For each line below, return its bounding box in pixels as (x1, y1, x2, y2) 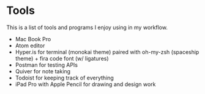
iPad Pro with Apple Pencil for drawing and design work (15, 80, 156, 88)
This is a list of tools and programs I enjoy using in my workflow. (6, 24, 168, 31)
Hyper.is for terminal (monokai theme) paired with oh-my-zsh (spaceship (15, 48, 199, 55)
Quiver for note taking (15, 67, 71, 75)
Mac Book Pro (15, 35, 51, 42)
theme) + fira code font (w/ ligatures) (15, 55, 109, 62)
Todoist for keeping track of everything (15, 74, 114, 81)
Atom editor (15, 42, 45, 49)
